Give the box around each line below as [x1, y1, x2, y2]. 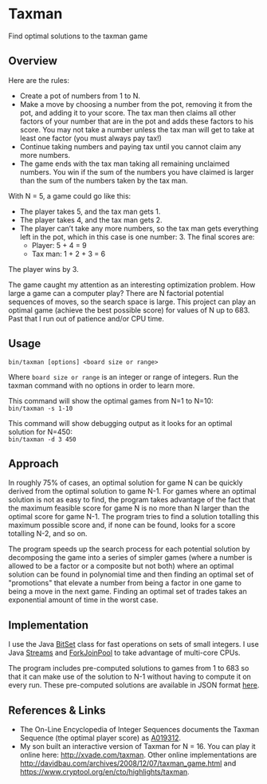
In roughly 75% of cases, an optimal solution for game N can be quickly [8, 478, 243, 487]
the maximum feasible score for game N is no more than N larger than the [8, 503, 249, 513]
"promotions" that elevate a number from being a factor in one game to [8, 578, 241, 588]
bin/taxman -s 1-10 [8, 404, 73, 412]
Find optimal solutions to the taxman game [8, 31, 148, 41]
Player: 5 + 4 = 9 [31, 240, 87, 250]
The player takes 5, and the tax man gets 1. [19, 207, 161, 216]
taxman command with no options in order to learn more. [8, 380, 195, 390]
